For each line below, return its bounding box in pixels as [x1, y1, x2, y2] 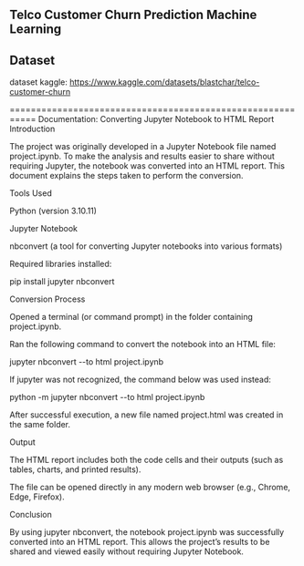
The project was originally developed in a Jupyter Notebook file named [9, 141, 277, 152]
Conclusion [9, 509, 53, 520]
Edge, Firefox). [9, 491, 66, 502]
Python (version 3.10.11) [9, 205, 98, 217]
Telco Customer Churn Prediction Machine [9, 7, 257, 23]
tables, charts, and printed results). [9, 464, 142, 475]
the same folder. [9, 419, 71, 430]
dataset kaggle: [9, 77, 68, 87]
